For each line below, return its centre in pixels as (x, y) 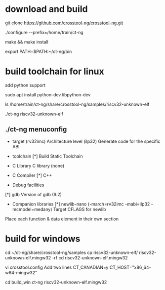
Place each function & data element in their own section (62, 219)
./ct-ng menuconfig (36, 129)
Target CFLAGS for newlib (80, 209)
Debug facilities (28, 185)
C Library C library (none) (38, 166)
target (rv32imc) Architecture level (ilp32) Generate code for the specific (86, 141)
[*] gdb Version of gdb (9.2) (33, 194)
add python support (25, 85)
